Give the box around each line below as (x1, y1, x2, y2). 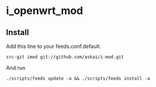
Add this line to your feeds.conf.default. (6, 43, 101, 50)
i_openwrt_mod (6, 4, 84, 18)
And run (6, 64, 26, 71)
